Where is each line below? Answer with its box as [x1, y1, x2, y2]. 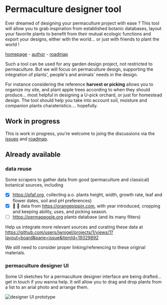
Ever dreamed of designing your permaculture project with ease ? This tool [5, 20, 159, 26]
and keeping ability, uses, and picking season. [12, 208, 107, 214]
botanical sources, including [5, 182, 63, 188]
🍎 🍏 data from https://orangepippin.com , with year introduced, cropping [12, 203, 160, 209]
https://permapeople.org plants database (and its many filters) [12, 214, 141, 220]
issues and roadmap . [5, 135, 48, 141]
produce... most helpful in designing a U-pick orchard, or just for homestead [5, 92, 162, 98]
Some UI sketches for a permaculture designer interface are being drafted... [5, 273, 161, 279]
